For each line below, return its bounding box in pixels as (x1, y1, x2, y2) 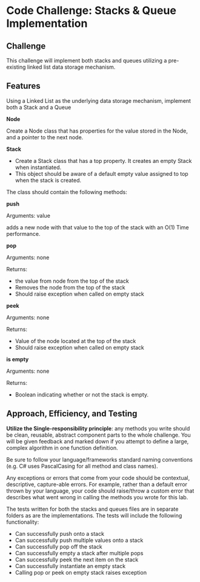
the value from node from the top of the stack (15, 277, 129, 285)
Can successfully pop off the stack (15, 542, 102, 550)
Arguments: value (6, 212, 50, 219)
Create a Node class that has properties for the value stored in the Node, (6, 127, 188, 134)
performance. (6, 230, 41, 237)
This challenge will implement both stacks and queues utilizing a (6, 57, 167, 64)
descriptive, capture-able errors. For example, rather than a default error (6, 480, 188, 488)
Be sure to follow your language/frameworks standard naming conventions (6, 456, 193, 463)
